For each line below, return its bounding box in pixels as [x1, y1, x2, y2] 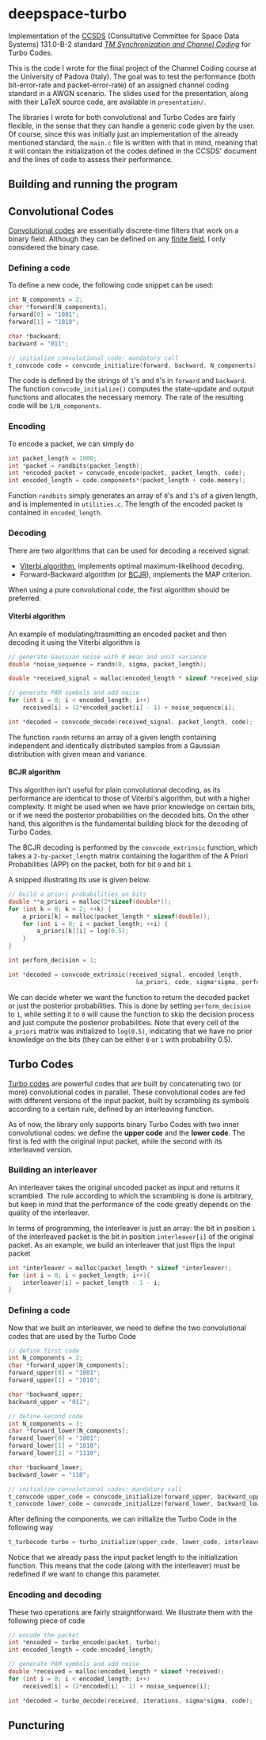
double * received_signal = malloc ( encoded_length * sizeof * [8, 674, 215, 683]
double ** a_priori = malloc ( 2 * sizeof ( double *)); [8, 897, 172, 905]
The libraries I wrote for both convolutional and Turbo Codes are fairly [8, 112, 236, 122]
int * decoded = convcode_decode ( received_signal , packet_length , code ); [8, 718, 253, 726]
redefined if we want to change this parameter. [8, 1569, 161, 1579]
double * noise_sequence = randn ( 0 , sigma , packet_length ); [8, 660, 207, 668]
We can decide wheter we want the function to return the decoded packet [8, 992, 250, 1001]
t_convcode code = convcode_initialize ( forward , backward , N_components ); [8, 361, 260, 369]
